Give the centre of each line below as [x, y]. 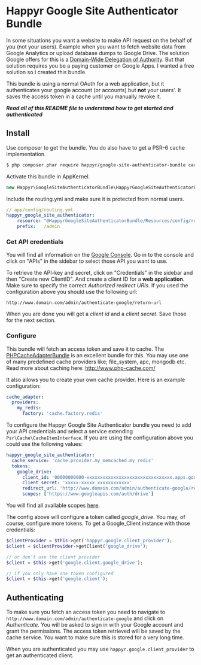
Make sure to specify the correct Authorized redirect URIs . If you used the [97, 286]
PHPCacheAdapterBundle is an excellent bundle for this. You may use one [98, 355]
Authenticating [35, 598]
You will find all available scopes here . [53, 505]
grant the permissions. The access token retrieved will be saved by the [93, 631]
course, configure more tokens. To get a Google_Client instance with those [98, 523]
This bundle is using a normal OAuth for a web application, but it [85, 83]
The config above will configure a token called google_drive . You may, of [96, 517]
